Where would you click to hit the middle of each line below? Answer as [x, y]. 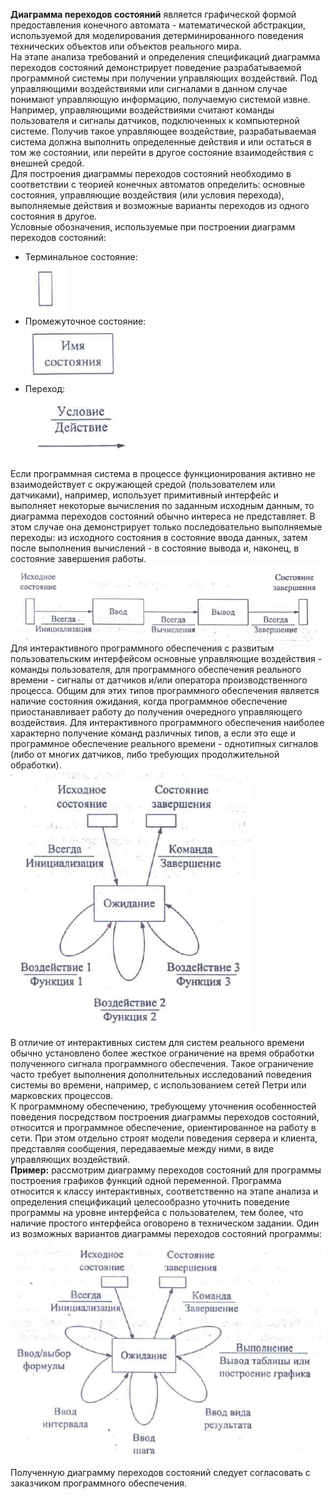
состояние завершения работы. [78, 558]
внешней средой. [47, 163]
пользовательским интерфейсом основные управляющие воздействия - [166, 658]
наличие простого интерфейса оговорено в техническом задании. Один [165, 1223]
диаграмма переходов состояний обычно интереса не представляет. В [163, 516]
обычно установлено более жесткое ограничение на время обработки [162, 1053]
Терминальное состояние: [81, 257]
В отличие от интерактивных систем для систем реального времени [157, 1042]
